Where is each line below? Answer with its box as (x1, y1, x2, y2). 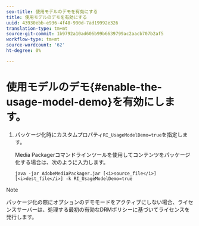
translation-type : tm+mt (6, 25, 68, 32)
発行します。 (6, 213, 38, 221)
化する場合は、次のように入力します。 (14, 159, 109, 166)
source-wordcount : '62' (6, 42, 66, 48)
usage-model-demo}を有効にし (6, 95, 165, 109)
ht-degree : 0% (6, 48, 42, 54)
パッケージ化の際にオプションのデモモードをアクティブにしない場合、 (6, 198, 178, 206)
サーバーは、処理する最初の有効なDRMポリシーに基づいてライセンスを (16, 206, 190, 213)
